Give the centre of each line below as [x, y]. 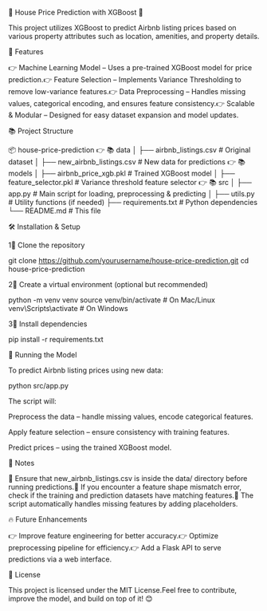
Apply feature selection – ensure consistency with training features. [119, 432]
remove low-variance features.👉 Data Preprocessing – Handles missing [127, 91]
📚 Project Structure [41, 131]
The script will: [33, 401]
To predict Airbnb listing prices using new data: [86, 370]
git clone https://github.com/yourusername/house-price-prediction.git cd [129, 260]
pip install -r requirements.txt [56, 339]
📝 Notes [22, 463]
